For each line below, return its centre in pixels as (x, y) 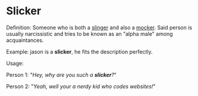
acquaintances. (25, 40)
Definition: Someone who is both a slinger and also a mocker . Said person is (99, 27)
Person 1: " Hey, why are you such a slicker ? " (62, 75)
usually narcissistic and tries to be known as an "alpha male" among (90, 33)
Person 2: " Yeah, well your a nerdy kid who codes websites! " (81, 86)
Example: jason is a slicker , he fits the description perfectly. (79, 51)
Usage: (15, 63)
